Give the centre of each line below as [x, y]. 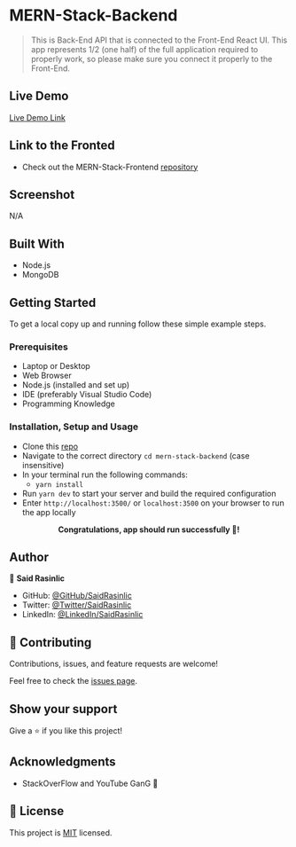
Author [29, 557]
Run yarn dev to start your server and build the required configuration [149, 493]
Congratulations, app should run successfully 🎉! [149, 529]
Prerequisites [39, 347]
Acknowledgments [63, 762]
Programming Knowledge [68, 404]
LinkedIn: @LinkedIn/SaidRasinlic [82, 615]
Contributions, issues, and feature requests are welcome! [114, 664]
